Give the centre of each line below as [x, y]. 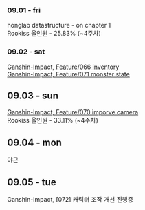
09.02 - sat [26, 52]
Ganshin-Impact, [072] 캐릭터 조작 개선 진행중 [70, 200]
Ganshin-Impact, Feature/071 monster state [69, 74]
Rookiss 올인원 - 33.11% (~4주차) [53, 120]
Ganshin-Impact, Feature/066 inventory [63, 67]
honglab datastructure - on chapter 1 [59, 25]
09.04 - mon [34, 142]
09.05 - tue [32, 182]
